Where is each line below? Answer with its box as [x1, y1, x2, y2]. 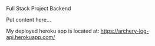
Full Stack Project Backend [6, 5, 71, 12]
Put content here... [6, 16, 51, 23]
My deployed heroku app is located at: [6, 27, 100, 34]
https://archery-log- [100, 27, 149, 34]
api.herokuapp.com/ [6, 34, 55, 40]
